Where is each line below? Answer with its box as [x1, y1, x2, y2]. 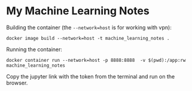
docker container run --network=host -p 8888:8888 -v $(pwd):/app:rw [6, 57, 186, 63]
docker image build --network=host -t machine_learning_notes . [6, 35, 170, 41]
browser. [6, 79, 28, 86]
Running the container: [6, 46, 63, 53]
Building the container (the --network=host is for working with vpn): [6, 24, 172, 31]
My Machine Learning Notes [6, 4, 150, 18]
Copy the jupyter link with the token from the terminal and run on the [6, 73, 175, 80]
